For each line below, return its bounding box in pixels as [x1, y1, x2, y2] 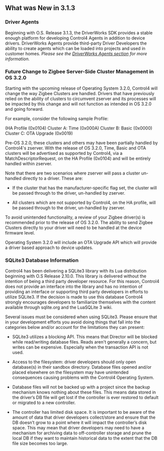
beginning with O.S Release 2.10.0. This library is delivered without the [5, 273, 147, 279]
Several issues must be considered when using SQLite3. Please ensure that [5, 314, 158, 320]
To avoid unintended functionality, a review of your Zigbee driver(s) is [5, 214, 145, 220]
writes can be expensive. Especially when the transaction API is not [12, 344, 148, 350]
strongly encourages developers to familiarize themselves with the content [5, 299, 156, 305]
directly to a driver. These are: [23, 175, 83, 181]
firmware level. [5, 230, 35, 236]
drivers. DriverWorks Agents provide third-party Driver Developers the [5, 40, 147, 46]
